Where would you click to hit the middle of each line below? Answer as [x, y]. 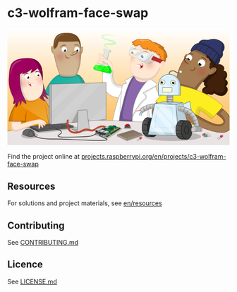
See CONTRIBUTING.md [43, 243]
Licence [25, 265]
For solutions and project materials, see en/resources [85, 203]
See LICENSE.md [32, 281]
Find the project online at [43, 157]
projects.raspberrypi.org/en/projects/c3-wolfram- [153, 157]
